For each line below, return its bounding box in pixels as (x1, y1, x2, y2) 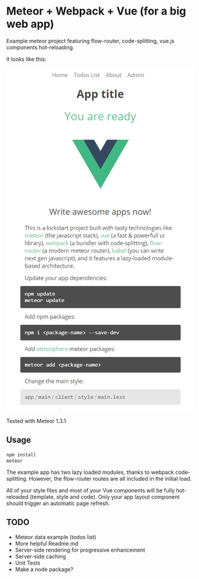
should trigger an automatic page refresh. (6, 499, 110, 507)
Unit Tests (15, 559, 41, 566)
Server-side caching (15, 552, 67, 560)
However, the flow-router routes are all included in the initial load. (29, 475, 192, 482)
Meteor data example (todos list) (15, 533, 97, 541)
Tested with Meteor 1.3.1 (6, 417, 67, 424)
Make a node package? (15, 566, 74, 573)
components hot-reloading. (6, 44, 74, 51)
